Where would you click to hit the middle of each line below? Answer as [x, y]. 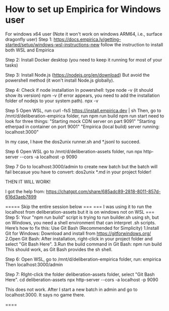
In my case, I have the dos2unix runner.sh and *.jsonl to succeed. [73, 142]
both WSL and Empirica [30, 50]
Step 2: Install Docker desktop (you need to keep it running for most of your [84, 59]
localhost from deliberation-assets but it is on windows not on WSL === [80, 212]
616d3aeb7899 [21, 197]
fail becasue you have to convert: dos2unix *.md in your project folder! [78, 172]
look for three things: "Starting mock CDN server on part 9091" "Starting [80, 121]
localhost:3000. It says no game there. [45, 295]
